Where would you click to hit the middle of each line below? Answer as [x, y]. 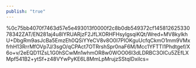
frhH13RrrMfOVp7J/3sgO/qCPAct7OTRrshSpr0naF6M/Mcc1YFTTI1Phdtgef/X [98, 46]
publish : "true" [26, 11]
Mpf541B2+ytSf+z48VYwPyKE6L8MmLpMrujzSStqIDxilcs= [78, 59]
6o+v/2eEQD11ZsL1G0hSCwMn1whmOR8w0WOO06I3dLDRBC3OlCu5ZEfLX [97, 52]
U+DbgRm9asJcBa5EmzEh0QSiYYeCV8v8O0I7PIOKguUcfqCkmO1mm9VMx [98, 40]
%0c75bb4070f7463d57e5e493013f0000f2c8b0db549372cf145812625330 [98, 28]
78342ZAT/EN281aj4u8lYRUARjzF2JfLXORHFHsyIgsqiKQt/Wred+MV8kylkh [97, 34]
